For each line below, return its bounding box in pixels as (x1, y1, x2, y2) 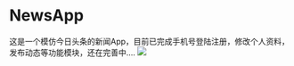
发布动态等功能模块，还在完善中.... (9, 46, 136, 58)
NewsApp (9, 5, 85, 26)
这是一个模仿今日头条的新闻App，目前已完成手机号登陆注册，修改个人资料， (9, 36, 290, 46)
